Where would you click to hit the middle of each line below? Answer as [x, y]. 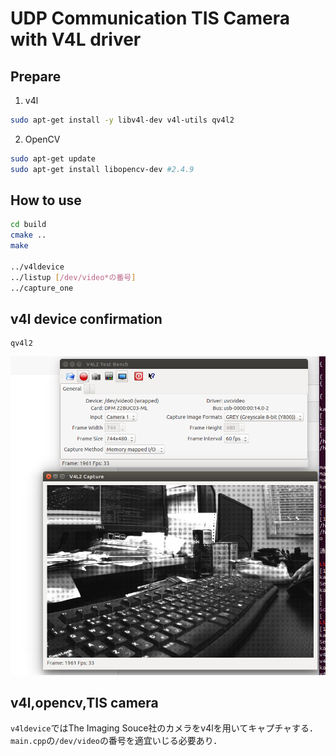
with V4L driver [76, 39]
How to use [46, 200]
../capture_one [42, 288]
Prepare [36, 76]
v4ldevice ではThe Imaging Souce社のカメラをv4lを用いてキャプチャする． [164, 728]
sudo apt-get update [53, 158]
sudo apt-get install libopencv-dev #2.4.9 [102, 169]
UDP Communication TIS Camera [150, 18]
